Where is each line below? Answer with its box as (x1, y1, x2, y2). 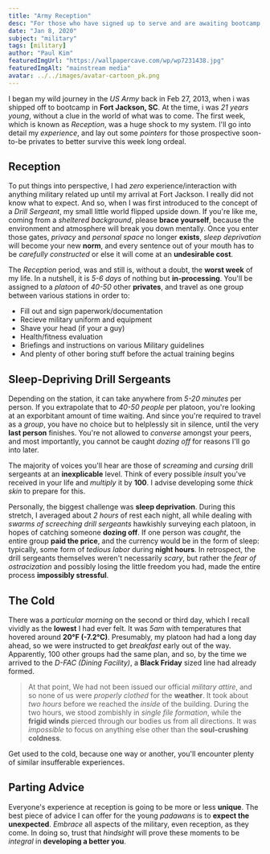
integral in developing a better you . (8, 836, 127, 846)
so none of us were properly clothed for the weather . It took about (27, 691, 249, 700)
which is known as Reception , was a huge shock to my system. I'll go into (8, 119, 252, 129)
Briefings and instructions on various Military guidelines (19, 340, 205, 350)
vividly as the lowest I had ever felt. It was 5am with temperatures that (8, 624, 242, 633)
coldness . (27, 733, 63, 743)
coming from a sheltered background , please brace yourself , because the (8, 215, 255, 225)
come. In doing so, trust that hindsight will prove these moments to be (8, 827, 239, 837)
